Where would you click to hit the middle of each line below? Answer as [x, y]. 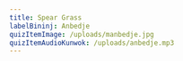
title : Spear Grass [46, 17]
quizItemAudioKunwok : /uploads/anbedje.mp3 [92, 43]
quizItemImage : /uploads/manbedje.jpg [82, 34]
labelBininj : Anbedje [50, 26]
